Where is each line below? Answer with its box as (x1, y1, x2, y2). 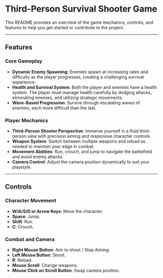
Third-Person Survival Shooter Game (5, 3, 158, 15)
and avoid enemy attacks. (12, 154, 64, 160)
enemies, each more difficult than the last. (12, 105, 97, 111)
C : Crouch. (12, 224, 34, 229)
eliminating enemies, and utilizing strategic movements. (12, 95, 123, 100)
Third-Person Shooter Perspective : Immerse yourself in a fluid (12, 128, 139, 134)
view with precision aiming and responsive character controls (27, 133, 150, 139)
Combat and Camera (5, 236, 55, 243)
